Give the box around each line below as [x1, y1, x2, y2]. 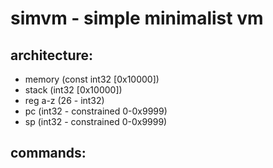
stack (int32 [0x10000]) [24, 84, 123, 96]
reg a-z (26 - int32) [24, 95, 105, 106]
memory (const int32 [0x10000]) [24, 73, 160, 85]
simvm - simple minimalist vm [10, 7, 264, 30]
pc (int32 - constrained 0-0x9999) [24, 105, 168, 117]
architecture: [10, 47, 94, 64]
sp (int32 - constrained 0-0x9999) [24, 116, 168, 127]
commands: [10, 145, 87, 162]
